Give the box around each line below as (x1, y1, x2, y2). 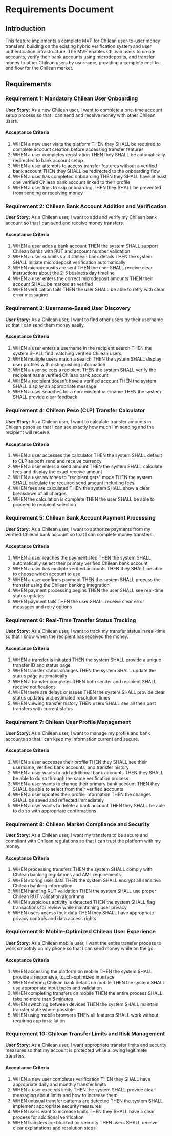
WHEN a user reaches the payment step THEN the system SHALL (12, 554, 152, 561)
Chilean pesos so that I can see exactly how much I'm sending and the (5, 424, 155, 430)
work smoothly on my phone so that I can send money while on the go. (5, 945, 155, 951)
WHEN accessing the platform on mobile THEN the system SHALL (12, 968, 153, 974)
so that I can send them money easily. (5, 322, 85, 328)
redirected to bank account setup (12, 157, 83, 163)
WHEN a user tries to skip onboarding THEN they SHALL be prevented (12, 184, 161, 190)
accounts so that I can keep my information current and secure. (5, 735, 139, 742)
